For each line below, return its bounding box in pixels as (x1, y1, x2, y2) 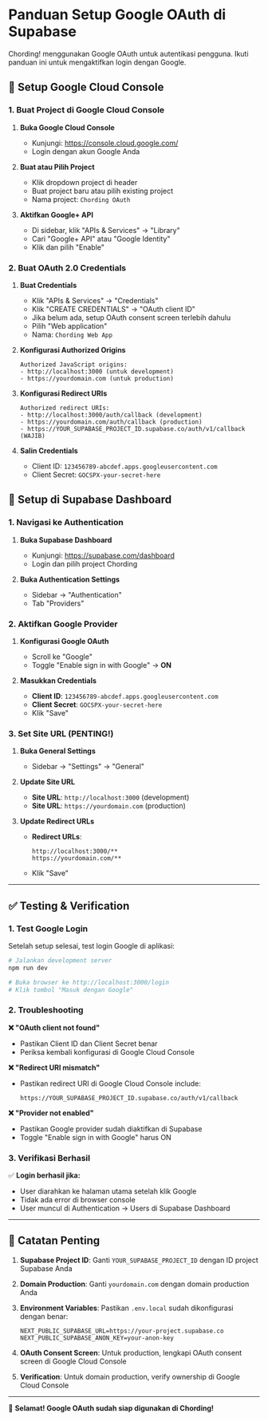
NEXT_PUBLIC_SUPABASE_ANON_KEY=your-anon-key (19, 1334, 174, 1342)
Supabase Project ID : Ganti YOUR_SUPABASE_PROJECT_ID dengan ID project (19, 1255, 259, 1265)
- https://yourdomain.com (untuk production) (19, 374, 174, 382)
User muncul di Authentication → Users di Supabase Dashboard (19, 1203, 231, 1213)
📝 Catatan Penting (8, 1234, 100, 1248)
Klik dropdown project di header (31, 177, 138, 187)
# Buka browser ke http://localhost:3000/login (8, 978, 170, 986)
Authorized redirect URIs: (19, 404, 110, 412)
